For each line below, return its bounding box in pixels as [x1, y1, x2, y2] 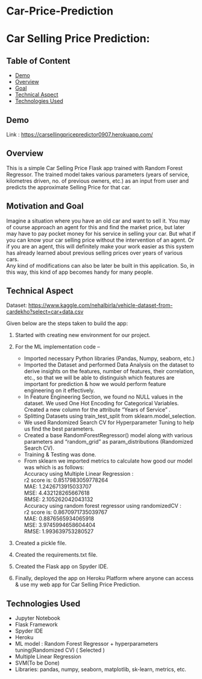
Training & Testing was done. [24, 451, 96, 458]
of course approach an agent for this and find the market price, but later [6, 223, 185, 230]
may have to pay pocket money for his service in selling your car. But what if [6, 230, 196, 237]
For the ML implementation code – [14, 343, 101, 350]
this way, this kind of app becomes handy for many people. [6, 268, 154, 276]
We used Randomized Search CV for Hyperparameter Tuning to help [24, 419, 195, 426]
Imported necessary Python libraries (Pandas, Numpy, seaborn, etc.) [24, 355, 195, 362]
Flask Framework [14, 621, 58, 628]
